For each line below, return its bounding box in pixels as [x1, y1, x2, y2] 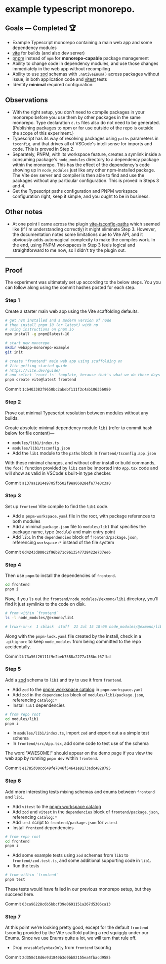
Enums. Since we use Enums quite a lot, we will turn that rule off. [5, 935, 137, 941]
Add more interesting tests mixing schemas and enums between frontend [5, 789, 155, 794]
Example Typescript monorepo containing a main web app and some [12, 40, 152, 45]
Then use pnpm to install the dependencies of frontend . [5, 572, 116, 578]
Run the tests [12, 863, 40, 869]
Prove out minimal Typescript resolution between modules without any [5, 410, 149, 416]
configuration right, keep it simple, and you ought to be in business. [12, 193, 150, 199]
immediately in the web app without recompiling [12, 66, 110, 71]
